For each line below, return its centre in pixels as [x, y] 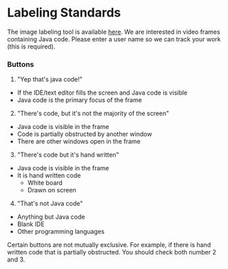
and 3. [16, 259]
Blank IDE [31, 224]
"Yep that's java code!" [50, 79]
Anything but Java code [51, 217]
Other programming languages [61, 232]
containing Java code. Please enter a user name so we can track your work [114, 39]
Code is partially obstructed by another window [85, 134]
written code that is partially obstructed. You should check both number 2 [112, 252]
